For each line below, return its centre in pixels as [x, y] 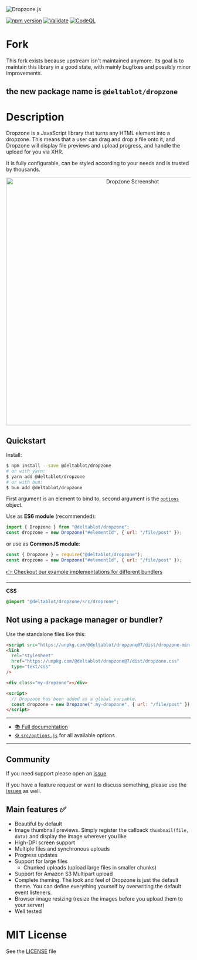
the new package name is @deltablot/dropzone [92, 91]
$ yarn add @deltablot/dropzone [45, 476]
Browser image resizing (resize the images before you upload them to [99, 898]
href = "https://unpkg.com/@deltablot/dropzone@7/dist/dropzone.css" [96, 661]
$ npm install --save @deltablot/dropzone [59, 466]
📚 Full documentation [41, 727]
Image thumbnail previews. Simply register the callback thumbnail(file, [102, 830]
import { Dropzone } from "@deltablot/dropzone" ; [68, 527]
